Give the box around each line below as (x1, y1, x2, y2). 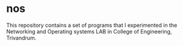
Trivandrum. (6, 34, 37, 41)
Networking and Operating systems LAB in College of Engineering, (6, 27, 172, 35)
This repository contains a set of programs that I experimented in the (6, 22, 178, 29)
